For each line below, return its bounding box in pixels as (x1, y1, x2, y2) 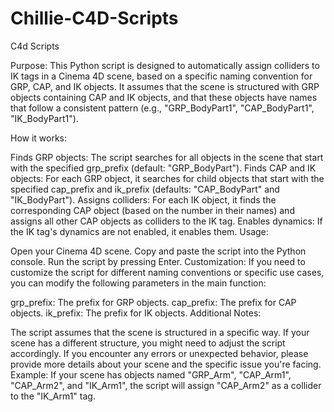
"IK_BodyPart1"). (10, 112, 79, 124)
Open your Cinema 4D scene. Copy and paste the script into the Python (10, 245, 307, 257)
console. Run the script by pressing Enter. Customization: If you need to (10, 255, 306, 267)
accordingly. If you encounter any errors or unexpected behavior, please (10, 347, 309, 359)
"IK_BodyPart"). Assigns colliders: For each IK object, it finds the (10, 193, 277, 206)
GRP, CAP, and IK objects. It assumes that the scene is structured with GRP (10, 80, 320, 92)
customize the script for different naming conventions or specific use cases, (10, 266, 325, 278)
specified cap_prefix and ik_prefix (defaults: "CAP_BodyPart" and (10, 183, 280, 195)
